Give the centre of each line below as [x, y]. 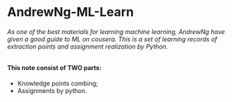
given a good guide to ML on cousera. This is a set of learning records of [112, 39]
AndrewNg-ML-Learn [71, 12]
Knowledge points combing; [57, 83]
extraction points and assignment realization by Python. [88, 46]
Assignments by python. [52, 91]
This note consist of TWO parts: [55, 68]
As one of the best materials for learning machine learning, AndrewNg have [116, 31]
